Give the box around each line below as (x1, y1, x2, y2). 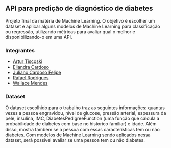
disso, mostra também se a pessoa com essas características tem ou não (5, 126, 160, 133)
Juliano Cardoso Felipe (12, 69, 61, 76)
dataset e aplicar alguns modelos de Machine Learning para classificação (5, 23, 161, 29)
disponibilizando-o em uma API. (5, 34, 72, 40)
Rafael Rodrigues (12, 75, 49, 81)
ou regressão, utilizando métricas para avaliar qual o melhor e (5, 28, 135, 35)
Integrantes (5, 47, 35, 54)
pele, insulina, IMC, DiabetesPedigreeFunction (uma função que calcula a (5, 115, 160, 122)
